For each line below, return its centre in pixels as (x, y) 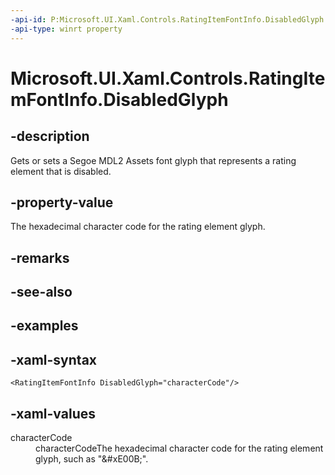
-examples (44, 326)
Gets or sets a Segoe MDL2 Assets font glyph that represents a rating (153, 160)
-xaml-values (53, 413)
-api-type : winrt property (66, 29)
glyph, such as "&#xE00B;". (92, 459)
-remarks (40, 257)
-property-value (62, 202)
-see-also (41, 292)
